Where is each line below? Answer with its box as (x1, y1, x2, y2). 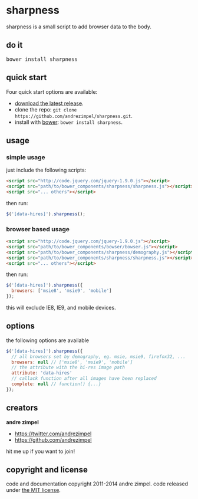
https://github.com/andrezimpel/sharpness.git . (14, 112, 133, 119)
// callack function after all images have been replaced (11, 376, 157, 382)
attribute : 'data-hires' (11, 370, 72, 376)
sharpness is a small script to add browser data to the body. (6, 23, 151, 30)
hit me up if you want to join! (6, 448, 75, 455)
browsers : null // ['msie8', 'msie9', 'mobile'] (11, 359, 133, 365)
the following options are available (6, 337, 90, 344)
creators (6, 403, 38, 413)
